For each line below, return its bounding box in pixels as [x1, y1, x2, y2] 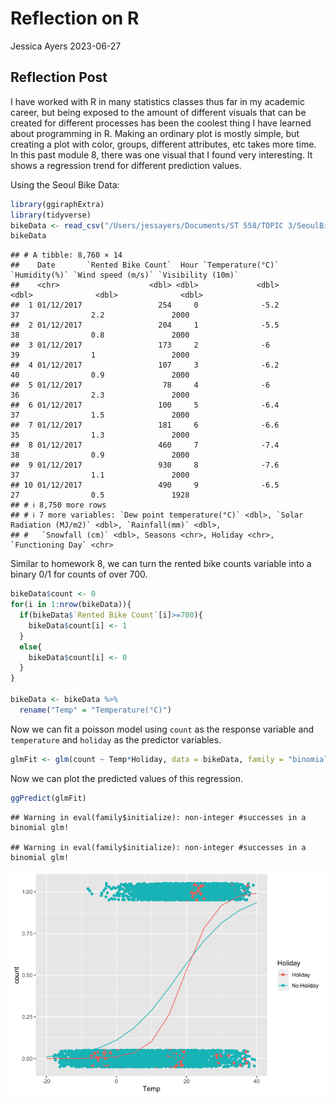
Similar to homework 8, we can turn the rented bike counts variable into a [10, 558, 312, 570]
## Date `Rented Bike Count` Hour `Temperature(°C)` [10, 260, 280, 271]
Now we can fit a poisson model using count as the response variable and [10, 723, 315, 735]
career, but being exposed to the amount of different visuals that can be [10, 106, 307, 118]
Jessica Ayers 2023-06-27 [10, 40, 122, 52]
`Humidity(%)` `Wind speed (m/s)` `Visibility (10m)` [10, 270, 240, 281]
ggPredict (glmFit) [10, 793, 87, 803]
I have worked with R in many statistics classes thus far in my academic [10, 95, 305, 107]
